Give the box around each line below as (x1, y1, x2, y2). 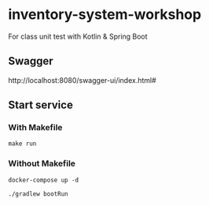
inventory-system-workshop (8, 6, 202, 24)
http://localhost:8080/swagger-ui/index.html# (8, 75, 157, 84)
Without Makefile (8, 158, 76, 169)
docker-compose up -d (8, 176, 79, 184)
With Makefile (8, 122, 63, 133)
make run (8, 140, 37, 148)
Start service (8, 99, 73, 112)
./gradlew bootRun (8, 189, 68, 198)
